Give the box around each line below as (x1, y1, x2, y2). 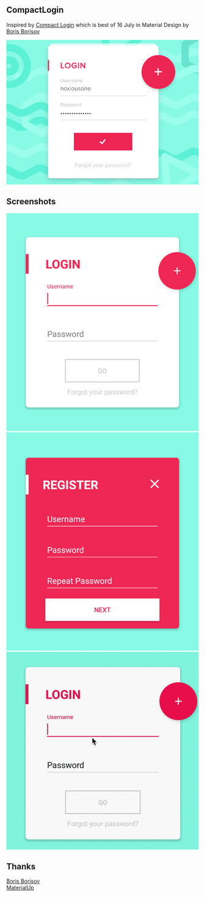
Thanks (6, 861, 36, 871)
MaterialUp (6, 884, 35, 891)
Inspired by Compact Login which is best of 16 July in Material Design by (6, 21, 189, 28)
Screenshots (6, 196, 56, 207)
